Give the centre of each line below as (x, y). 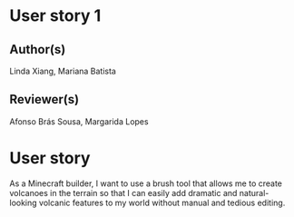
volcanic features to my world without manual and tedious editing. (162, 202)
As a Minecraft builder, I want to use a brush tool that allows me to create (146, 183)
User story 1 (55, 16)
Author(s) (38, 49)
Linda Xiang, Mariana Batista (63, 71)
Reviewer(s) (44, 99)
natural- (254, 192)
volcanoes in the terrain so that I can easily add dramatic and (123, 192)
